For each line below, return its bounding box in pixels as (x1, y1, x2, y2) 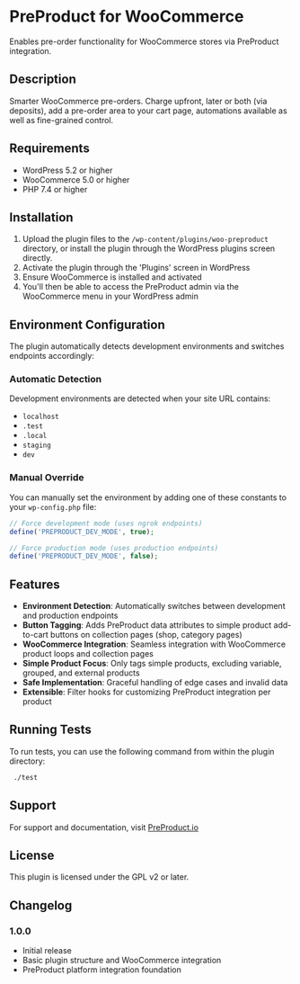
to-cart (22, 630, 49, 640)
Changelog (9, 898, 73, 913)
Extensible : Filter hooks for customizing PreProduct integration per (22, 686, 271, 698)
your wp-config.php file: (9, 501, 97, 512)
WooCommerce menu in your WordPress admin (22, 291, 199, 302)
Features (9, 577, 60, 592)
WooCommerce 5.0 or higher (22, 174, 130, 185)
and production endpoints (22, 610, 119, 622)
